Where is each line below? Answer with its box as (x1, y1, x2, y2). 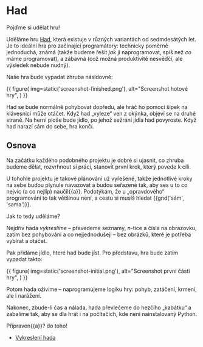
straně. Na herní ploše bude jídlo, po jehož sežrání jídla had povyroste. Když (6, 116, 197, 124)
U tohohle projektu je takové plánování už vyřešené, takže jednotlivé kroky (6, 175, 193, 182)
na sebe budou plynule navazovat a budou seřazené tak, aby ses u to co (6, 181, 188, 189)
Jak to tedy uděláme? (6, 212, 61, 220)
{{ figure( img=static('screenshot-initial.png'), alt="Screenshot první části (6, 267, 190, 275)
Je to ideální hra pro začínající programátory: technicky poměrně (6, 42, 168, 49)
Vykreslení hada (15, 334, 56, 341)
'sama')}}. (6, 200, 32, 208)
